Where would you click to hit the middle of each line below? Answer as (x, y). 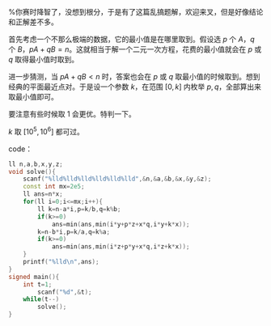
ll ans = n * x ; (43, 194)
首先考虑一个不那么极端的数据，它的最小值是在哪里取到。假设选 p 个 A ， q (131, 39)
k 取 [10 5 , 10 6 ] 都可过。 (47, 131)
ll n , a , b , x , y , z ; (36, 164)
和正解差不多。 (33, 22)
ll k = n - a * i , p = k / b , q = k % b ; (79, 209)
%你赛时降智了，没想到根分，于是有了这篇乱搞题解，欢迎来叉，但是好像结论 (136, 12)
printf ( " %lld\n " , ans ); (61, 262)
